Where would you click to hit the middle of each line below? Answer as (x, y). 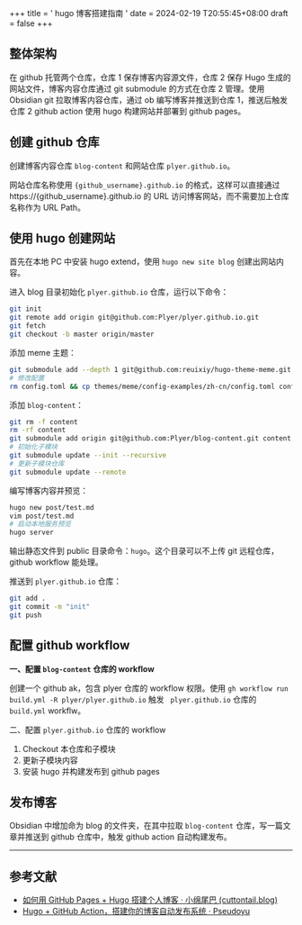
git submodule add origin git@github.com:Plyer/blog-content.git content (151, 439)
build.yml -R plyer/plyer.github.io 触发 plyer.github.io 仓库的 (133, 699)
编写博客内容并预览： (49, 490)
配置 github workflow (70, 645)
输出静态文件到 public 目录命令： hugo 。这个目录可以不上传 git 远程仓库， (144, 551)
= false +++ (31, 23)
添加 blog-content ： (46, 404)
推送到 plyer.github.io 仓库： (66, 581)
